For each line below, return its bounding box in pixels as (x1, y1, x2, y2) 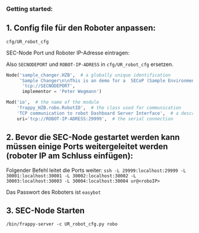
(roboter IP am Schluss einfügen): (6, 151, 133, 161)
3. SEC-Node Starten (6, 205, 85, 215)
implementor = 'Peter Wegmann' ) (21, 88, 102, 95)
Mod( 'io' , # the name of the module (6, 100, 99, 106)
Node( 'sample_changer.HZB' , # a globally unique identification (6, 72, 171, 78)
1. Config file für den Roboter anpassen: (6, 23, 156, 33)
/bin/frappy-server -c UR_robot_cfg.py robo (6, 221, 118, 227)
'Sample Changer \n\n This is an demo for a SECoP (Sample (19, 78, 166, 84)
